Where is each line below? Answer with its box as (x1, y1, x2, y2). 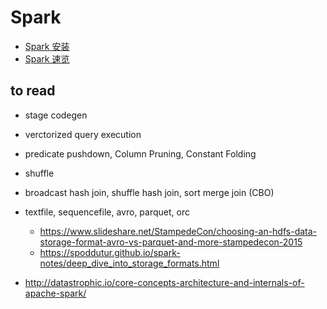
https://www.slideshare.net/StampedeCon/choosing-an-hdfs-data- (39, 225, 318, 237)
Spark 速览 (24, 52, 70, 65)
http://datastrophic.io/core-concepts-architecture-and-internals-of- (24, 276, 305, 288)
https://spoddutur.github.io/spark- (39, 246, 181, 258)
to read (10, 82, 56, 100)
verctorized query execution (24, 128, 142, 140)
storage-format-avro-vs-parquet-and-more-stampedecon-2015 (39, 236, 303, 248)
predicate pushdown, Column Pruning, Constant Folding (24, 147, 257, 160)
